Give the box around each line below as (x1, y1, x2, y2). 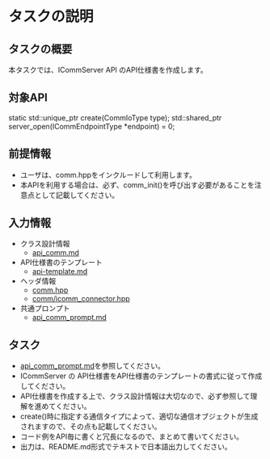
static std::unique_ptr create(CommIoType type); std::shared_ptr (8, 112, 222, 122)
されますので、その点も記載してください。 (19, 422, 162, 432)
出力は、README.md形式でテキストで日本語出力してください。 (19, 442, 232, 452)
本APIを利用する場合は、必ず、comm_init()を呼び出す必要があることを (19, 179, 255, 190)
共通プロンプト (19, 304, 70, 314)
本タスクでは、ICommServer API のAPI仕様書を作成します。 (8, 65, 208, 74)
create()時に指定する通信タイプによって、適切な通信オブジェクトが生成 (19, 411, 259, 421)
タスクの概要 (8, 42, 73, 56)
